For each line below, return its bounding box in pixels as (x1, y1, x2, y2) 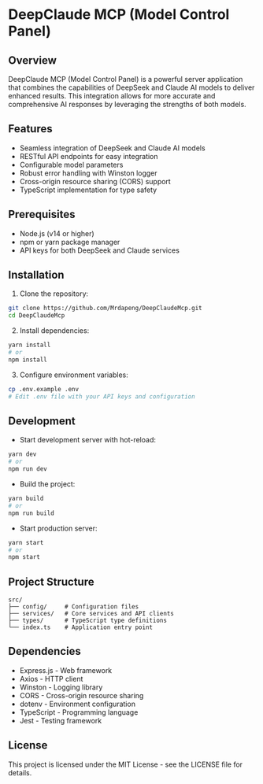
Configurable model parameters (19, 160, 124, 169)
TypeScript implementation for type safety (19, 185, 157, 194)
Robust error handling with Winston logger (19, 168, 157, 178)
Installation (8, 268, 65, 282)
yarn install (8, 341, 51, 349)
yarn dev (8, 450, 37, 458)
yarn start (8, 538, 44, 546)
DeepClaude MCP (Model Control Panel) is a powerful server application (8, 75, 243, 83)
